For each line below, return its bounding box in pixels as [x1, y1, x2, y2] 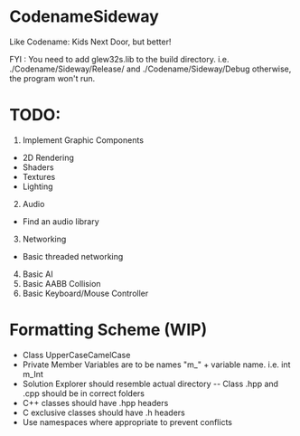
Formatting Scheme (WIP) [9, 319, 208, 340]
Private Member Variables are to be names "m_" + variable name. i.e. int [22, 359, 291, 370]
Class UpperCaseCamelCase [22, 349, 131, 360]
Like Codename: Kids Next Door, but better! [9, 36, 172, 47]
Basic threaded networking [22, 251, 124, 261]
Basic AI [22, 269, 53, 280]
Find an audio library [22, 215, 99, 227]
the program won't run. [9, 72, 96, 83]
